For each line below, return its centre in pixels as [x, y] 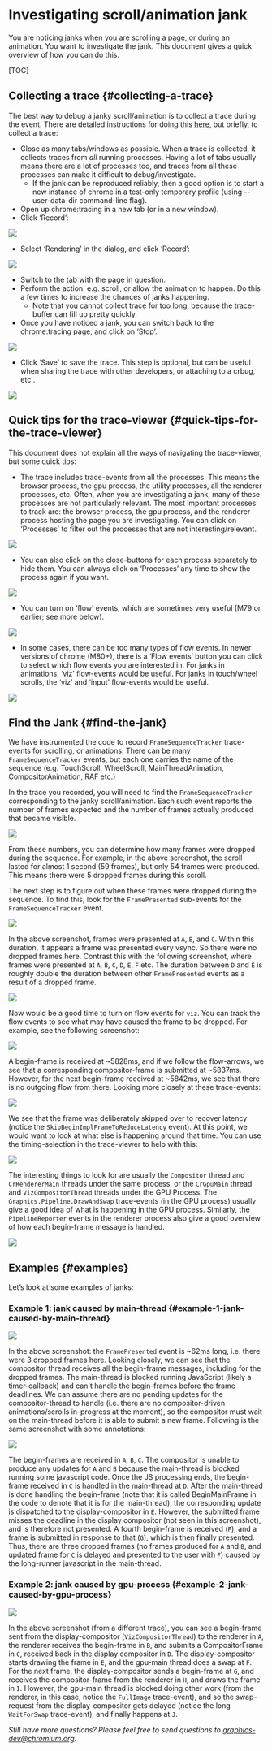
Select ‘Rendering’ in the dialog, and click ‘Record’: [105, 249]
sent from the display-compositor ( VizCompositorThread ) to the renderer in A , [136, 1636]
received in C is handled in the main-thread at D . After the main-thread [147, 1486]
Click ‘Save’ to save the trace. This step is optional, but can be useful [136, 362]
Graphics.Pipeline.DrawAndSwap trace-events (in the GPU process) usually [132, 1201]
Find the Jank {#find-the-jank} [88, 722]
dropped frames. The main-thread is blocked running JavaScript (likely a [130, 1377]
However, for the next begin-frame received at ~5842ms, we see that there [134, 1079]
